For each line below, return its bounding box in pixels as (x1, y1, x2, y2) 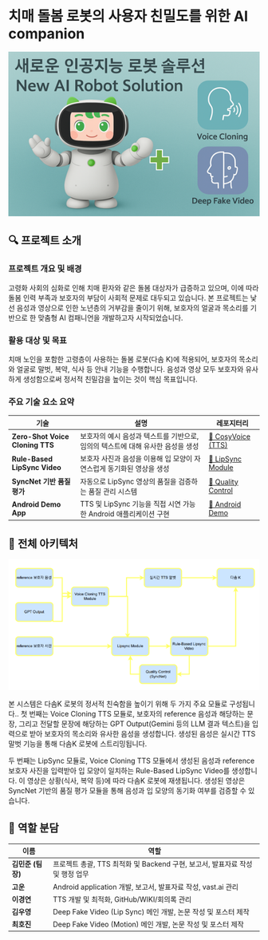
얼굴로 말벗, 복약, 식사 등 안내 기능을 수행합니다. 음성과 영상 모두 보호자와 (16, 365, 244, 374)
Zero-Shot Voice (11, 432, 69, 441)
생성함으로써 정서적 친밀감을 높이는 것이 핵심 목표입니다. (22, 374, 198, 384)
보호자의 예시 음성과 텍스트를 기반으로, (80, 432, 199, 441)
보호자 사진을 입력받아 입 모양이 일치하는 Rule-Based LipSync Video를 (8, 765, 230, 775)
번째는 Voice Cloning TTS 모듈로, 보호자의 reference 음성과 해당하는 (29, 709, 246, 718)
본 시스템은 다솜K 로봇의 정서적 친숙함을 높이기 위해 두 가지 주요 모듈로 (8, 699, 228, 709)
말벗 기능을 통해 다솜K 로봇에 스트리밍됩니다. (8, 739, 148, 748)
